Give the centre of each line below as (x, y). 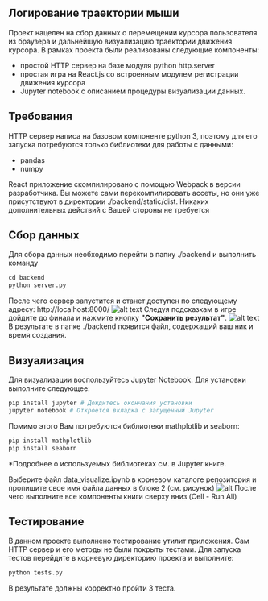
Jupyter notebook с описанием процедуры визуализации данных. (132, 91)
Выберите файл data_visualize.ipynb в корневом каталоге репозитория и (132, 479)
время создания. (37, 335)
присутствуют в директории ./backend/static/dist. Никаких (109, 201)
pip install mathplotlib (50, 441)
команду (23, 263)
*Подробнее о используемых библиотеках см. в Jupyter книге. (118, 463)
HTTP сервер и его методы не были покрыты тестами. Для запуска (125, 549)
